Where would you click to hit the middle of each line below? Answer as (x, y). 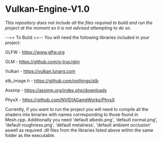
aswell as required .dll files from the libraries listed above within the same (79, 130)
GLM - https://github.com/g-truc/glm (42, 61)
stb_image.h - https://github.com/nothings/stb (52, 81)
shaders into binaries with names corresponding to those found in (72, 114)
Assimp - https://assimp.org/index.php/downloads (56, 90)
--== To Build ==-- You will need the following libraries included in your (77, 37)
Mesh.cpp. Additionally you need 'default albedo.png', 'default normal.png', (81, 119)
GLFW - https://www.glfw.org (35, 52)
